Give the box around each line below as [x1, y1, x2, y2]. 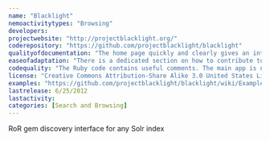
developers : [8, 27, 48, 35]
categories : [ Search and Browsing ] [8, 102, 128, 110]
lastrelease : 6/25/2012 [8, 86, 88, 95]
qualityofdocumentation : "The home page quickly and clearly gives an [8, 49, 250, 57]
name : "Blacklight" [8, 11, 74, 20]
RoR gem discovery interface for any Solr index [8, 124, 165, 134]
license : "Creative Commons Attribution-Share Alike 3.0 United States [8, 72, 253, 80]
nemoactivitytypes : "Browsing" [8, 19, 113, 27]
